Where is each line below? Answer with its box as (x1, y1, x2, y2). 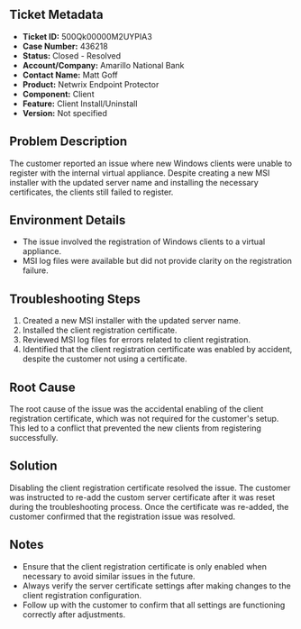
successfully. (9, 433, 59, 443)
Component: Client (22, 88, 95, 99)
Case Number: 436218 (22, 41, 108, 51)
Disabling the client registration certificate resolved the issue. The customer (9, 482, 291, 493)
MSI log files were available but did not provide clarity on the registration (22, 256, 293, 267)
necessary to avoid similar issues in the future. (22, 570, 196, 581)
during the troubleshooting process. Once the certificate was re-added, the (9, 501, 289, 512)
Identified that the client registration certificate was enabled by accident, (22, 344, 293, 355)
